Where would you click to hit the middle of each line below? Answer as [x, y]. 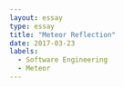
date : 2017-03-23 [42, 43]
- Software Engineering [62, 60]
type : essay [32, 26]
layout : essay [36, 18]
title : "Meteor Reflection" [63, 34]
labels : [24, 52]
